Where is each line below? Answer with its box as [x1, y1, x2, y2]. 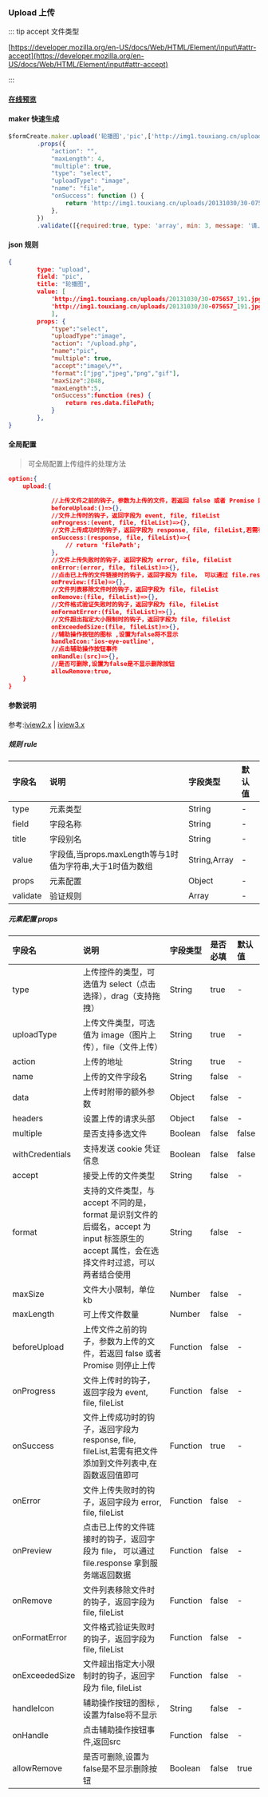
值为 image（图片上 [82, 1029, 157, 1040]
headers [12, 1113, 44, 1124]
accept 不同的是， [82, 1196, 152, 1208]
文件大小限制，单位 [82, 1283, 156, 1295]
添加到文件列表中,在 [82, 1458, 158, 1469]
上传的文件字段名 [82, 1071, 148, 1082]
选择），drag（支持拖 [82, 990, 161, 1002]
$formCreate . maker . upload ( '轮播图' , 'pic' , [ [8, 133, 152, 141]
